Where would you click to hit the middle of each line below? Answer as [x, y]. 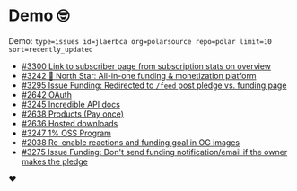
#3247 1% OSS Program [66, 133]
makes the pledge [55, 161]
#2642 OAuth [47, 94]
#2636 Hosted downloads [70, 123]
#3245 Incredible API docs [70, 104]
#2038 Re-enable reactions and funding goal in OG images [130, 142]
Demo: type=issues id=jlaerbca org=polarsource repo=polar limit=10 [140, 40]
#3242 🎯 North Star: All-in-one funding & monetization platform [139, 75]
